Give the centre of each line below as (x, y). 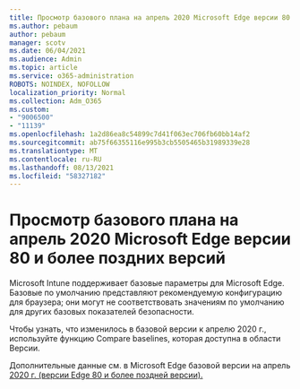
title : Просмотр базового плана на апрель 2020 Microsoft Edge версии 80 (150, 17)
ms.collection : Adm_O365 (56, 101)
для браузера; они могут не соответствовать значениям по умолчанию (147, 302)
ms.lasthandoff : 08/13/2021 (62, 168)
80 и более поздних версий (117, 259)
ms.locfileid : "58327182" (57, 176)
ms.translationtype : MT (54, 151)
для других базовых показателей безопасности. (102, 312)
